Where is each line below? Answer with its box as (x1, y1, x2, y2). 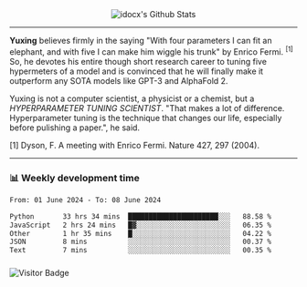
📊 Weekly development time (9, 171, 140, 184)
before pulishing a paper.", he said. (9, 122, 140, 133)
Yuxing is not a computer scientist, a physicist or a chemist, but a (9, 93, 255, 104)
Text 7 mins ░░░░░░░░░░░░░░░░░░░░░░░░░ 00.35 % (9, 246, 272, 255)
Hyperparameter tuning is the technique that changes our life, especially (9, 112, 282, 123)
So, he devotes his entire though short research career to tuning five (9, 56, 268, 67)
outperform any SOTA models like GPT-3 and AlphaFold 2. (9, 75, 228, 86)
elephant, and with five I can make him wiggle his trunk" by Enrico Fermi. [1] (9, 45, 294, 57)
